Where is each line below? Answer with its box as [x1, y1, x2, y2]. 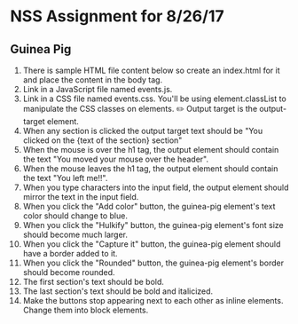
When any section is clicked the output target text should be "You [22, 126, 263, 136]
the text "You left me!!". [22, 173, 108, 183]
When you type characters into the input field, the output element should [22, 182, 289, 193]
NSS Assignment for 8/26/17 [10, 6, 224, 27]
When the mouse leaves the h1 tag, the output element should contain [22, 163, 278, 174]
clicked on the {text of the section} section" [22, 135, 183, 146]
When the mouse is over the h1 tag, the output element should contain [22, 145, 279, 154]
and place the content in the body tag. [22, 75, 163, 85]
